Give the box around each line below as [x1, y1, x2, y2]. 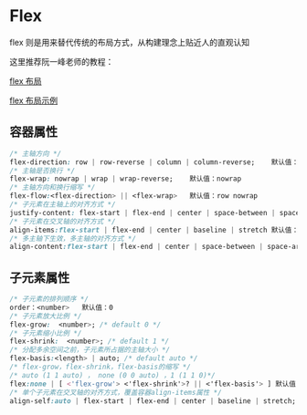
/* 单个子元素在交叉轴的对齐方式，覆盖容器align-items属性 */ [9, 388, 222, 397]
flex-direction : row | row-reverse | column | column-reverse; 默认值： [9, 157, 299, 167]
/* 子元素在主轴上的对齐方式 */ [9, 200, 116, 209]
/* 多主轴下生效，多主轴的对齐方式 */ [9, 233, 137, 243]
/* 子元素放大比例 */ [9, 311, 82, 320]
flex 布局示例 [9, 95, 58, 106]
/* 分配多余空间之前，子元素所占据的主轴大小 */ [9, 346, 171, 355]
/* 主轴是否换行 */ [9, 166, 76, 175]
